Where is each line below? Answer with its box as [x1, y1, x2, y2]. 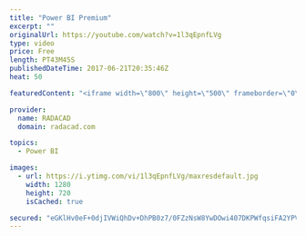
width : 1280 [25, 180, 71, 189]
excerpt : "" [9, 22, 55, 31]
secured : [9, 213, 43, 222]
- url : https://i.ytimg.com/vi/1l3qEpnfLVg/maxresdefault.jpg [17, 172, 259, 181]
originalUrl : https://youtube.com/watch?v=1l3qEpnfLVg [9, 30, 222, 39]
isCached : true [25, 197, 84, 206]
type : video [9, 38, 55, 48]
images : [9, 163, 39, 172]
